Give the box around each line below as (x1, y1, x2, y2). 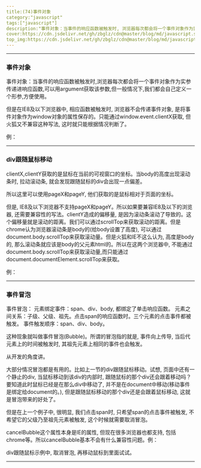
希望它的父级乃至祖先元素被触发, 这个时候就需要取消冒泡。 (6, 416, 151, 423)
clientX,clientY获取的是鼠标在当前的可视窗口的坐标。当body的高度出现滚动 (6, 170, 190, 177)
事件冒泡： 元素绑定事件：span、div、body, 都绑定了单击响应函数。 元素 (6, 305, 185, 312)
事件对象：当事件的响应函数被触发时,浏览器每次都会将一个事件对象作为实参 (6, 78, 191, 85)
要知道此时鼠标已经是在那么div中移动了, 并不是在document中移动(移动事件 (6, 381, 190, 388)
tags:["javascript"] (6, 20, 58, 26)
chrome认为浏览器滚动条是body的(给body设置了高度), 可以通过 (6, 225, 162, 233)
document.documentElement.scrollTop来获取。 (6, 255, 123, 262)
